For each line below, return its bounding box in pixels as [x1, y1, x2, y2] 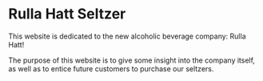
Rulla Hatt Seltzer [8, 5, 126, 23]
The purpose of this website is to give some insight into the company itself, [8, 55, 256, 65]
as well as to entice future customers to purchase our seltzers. [8, 63, 214, 73]
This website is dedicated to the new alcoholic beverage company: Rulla [8, 31, 246, 41]
